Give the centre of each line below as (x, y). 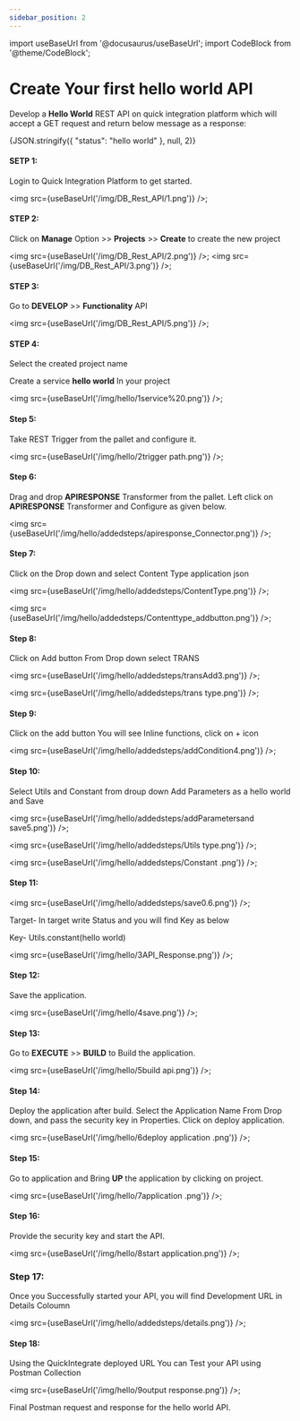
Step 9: (23, 713)
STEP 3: (25, 286)
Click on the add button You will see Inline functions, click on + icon (134, 733)
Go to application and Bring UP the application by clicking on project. (137, 1178)
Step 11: (24, 883)
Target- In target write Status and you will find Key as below (120, 920)
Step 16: (25, 1216)
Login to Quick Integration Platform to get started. (101, 181)
